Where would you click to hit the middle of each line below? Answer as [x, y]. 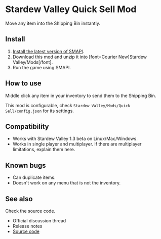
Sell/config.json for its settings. [40, 111]
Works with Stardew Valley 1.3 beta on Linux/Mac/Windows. [75, 139]
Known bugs [26, 165]
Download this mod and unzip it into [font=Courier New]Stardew [79, 57]
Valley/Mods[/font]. [33, 62]
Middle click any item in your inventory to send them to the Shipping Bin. [81, 95]
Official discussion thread [39, 221]
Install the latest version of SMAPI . [48, 51]
